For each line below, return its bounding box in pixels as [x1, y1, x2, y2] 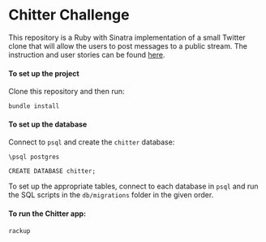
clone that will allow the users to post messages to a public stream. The [8, 41, 247, 50]
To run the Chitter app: [8, 209, 87, 218]
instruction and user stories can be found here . [8, 50, 165, 59]
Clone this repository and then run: [8, 87, 125, 97]
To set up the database [8, 119, 88, 129]
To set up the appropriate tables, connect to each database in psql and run [8, 181, 259, 192]
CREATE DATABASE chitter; [8, 167, 96, 175]
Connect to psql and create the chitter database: [8, 137, 175, 147]
